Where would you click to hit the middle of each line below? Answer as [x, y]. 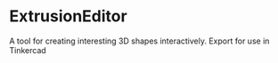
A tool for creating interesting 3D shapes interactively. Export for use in [139, 41]
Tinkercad [28, 50]
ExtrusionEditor [68, 16]
